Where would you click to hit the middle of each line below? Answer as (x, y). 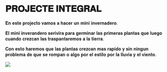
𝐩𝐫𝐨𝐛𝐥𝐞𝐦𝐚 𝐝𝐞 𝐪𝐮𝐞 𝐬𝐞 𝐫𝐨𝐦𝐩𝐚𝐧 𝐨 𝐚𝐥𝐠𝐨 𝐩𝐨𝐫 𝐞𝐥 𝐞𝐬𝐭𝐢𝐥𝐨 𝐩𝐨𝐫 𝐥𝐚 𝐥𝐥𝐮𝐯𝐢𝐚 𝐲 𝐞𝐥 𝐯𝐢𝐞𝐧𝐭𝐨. (81, 54)
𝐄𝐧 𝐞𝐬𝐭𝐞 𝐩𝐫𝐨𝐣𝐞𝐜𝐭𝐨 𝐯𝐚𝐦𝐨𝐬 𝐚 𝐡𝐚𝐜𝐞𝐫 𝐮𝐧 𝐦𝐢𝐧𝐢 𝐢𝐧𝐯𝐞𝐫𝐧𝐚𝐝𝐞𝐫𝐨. (61, 23)
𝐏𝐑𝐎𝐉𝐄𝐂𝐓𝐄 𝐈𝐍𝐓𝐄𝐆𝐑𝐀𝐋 (54, 9)
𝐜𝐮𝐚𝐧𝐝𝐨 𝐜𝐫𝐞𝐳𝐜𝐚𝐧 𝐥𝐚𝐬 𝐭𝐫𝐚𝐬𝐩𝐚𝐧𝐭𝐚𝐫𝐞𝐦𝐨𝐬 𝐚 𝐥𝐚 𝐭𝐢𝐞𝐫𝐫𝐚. (55, 39)
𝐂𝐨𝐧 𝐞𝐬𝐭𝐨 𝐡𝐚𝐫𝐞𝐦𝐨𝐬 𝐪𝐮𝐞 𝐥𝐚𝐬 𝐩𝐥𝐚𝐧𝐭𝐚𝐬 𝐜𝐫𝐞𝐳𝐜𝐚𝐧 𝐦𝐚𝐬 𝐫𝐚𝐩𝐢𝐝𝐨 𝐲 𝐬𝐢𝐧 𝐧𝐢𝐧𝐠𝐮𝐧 (77, 49)
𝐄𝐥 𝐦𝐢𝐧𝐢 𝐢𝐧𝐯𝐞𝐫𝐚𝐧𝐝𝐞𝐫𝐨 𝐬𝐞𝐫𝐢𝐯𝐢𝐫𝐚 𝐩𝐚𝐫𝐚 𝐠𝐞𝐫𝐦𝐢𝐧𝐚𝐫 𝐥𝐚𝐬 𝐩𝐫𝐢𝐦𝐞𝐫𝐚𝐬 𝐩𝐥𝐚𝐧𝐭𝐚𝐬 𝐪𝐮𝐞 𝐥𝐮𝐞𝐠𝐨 (84, 33)
